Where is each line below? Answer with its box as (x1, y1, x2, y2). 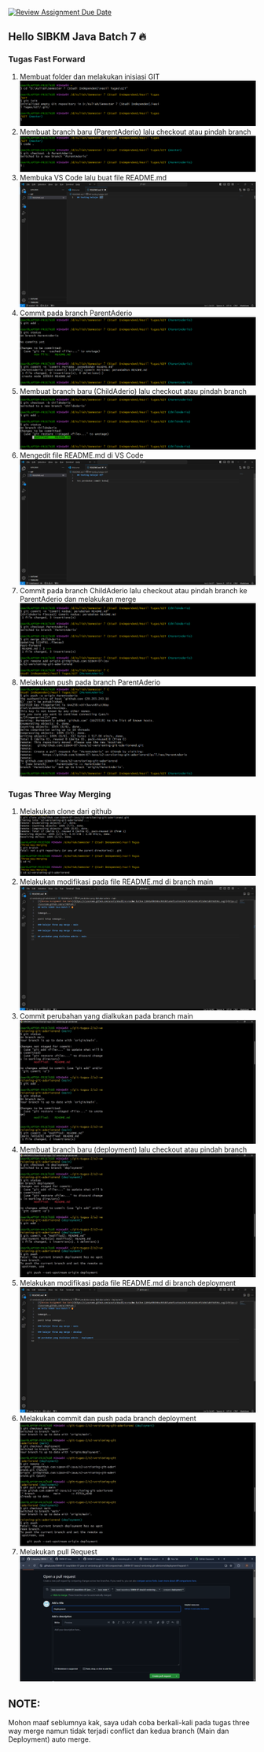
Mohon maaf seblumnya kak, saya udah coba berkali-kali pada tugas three (8, 1718, 250, 1728)
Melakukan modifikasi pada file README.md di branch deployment (19, 1279, 236, 1288)
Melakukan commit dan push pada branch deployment (19, 1414, 196, 1423)
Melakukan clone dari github (19, 807, 112, 816)
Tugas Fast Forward (8, 54, 86, 65)
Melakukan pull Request (19, 1547, 98, 1557)
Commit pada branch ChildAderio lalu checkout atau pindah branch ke (19, 585, 247, 595)
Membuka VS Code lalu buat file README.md (19, 173, 167, 183)
